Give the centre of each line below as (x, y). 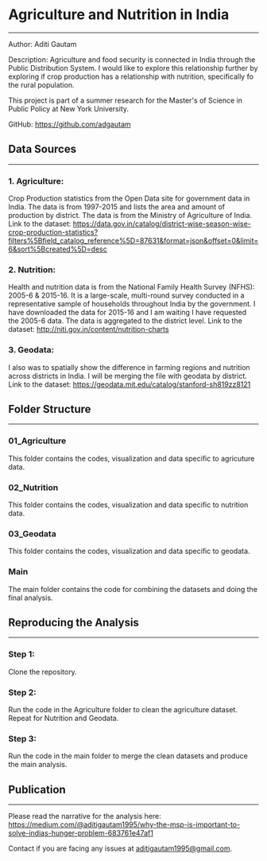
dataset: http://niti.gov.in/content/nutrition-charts (89, 329)
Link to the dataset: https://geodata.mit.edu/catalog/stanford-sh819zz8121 (130, 384)
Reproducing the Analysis (74, 623)
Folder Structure (50, 409)
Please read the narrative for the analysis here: (85, 816)
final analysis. (31, 598)
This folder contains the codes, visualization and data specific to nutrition (128, 505)
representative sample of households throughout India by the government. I (132, 304)
